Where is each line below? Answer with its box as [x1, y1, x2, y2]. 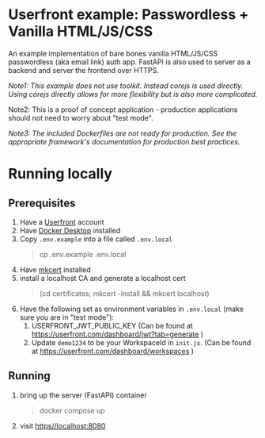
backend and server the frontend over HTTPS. [8, 65, 160, 75]
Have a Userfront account [19, 217, 104, 227]
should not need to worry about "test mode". [8, 113, 153, 122]
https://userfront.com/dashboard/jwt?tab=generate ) [31, 329, 204, 339]
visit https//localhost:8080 [19, 421, 106, 430]
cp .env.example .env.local [39, 249, 127, 259]
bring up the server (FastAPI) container [19, 390, 148, 400]
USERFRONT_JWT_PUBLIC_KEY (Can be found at [31, 321, 194, 330]
